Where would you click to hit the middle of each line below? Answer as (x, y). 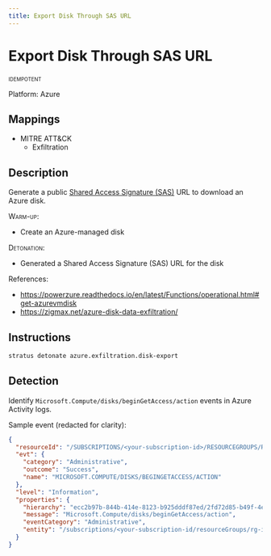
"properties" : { (43, 499)
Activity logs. (30, 409)
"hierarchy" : (45, 507)
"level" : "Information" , (57, 492)
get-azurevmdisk (48, 303)
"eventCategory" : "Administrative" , (85, 522)
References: (28, 279)
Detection (33, 381)
